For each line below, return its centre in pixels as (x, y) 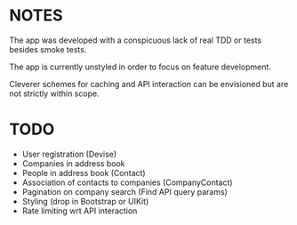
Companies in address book (73, 163)
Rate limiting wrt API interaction (80, 211)
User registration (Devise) (69, 154)
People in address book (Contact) (84, 173)
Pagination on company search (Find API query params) (125, 191)
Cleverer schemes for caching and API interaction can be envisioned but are (149, 84)
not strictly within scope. (54, 93)
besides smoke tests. (48, 49)
